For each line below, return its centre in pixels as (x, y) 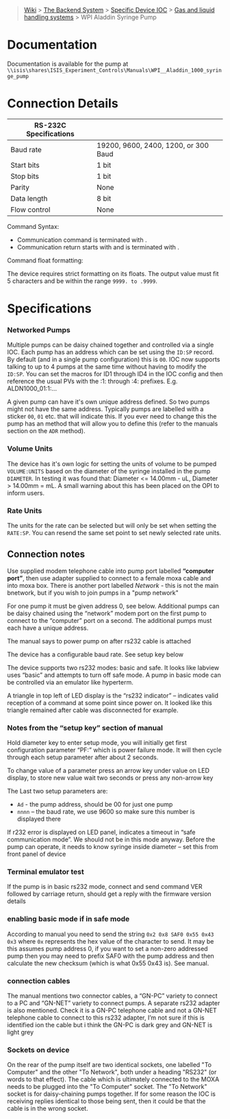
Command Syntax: (33, 226)
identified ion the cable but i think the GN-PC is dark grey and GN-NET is (110, 1024)
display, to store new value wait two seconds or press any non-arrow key (110, 778)
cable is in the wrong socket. (48, 1109)
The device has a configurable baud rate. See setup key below (95, 654)
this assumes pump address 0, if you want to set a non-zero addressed (107, 948)
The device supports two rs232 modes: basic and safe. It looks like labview (113, 667)
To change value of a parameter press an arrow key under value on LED (108, 771)
